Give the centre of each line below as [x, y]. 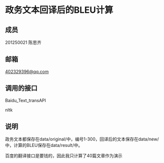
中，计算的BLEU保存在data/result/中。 [44, 145]
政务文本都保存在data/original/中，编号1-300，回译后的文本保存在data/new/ [82, 139]
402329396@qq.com [27, 71]
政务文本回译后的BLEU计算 [59, 10]
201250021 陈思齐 [23, 42]
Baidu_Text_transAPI [26, 100]
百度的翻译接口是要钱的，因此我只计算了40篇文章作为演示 [64, 156]
